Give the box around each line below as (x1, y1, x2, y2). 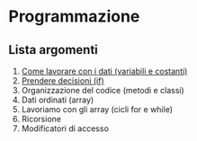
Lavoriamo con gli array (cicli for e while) (21, 104, 173, 114)
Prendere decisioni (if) (21, 75, 104, 86)
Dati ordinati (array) (21, 94, 94, 105)
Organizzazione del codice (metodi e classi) (21, 85, 185, 95)
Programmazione (8, 6, 140, 27)
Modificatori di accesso (21, 123, 110, 134)
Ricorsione (21, 114, 62, 124)
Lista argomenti (8, 42, 98, 57)
